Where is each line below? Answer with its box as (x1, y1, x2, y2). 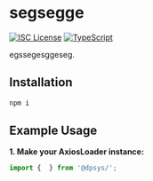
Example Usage (9, 123, 98, 138)
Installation (9, 75, 73, 90)
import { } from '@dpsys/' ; (9, 163, 117, 173)
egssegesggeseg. (9, 49, 76, 59)
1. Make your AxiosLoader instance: (9, 146, 145, 157)
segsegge (9, 3, 85, 23)
